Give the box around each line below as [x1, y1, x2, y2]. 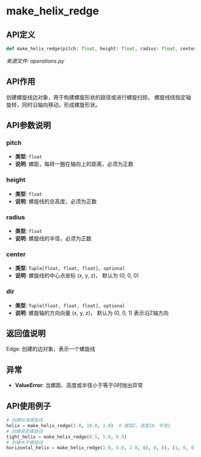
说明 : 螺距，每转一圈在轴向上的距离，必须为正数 [14, 161, 133, 168]
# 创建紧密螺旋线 [6, 428, 43, 434]
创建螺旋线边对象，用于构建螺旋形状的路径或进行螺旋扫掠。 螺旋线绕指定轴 [6, 93, 191, 101]
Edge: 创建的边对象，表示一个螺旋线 [6, 346, 96, 353]
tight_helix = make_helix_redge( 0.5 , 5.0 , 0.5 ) [6, 434, 127, 440]
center [6, 250, 26, 258]
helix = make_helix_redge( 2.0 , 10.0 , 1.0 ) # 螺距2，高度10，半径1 [6, 422, 170, 429]
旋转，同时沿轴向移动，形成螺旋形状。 [6, 101, 100, 108]
